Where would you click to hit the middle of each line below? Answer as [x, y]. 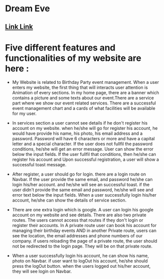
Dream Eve [28, 9]
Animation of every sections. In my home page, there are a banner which [85, 92]
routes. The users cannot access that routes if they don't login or [78, 220]
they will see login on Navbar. [42, 271]
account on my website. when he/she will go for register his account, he [85, 128]
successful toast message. [39, 164]
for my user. [24, 113]
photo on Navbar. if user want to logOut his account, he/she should [80, 261]
